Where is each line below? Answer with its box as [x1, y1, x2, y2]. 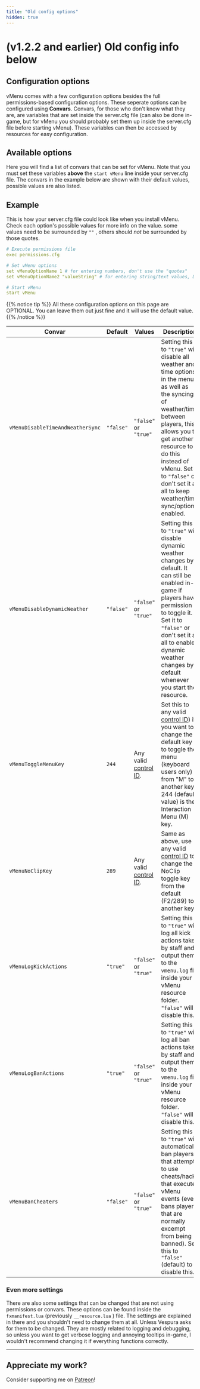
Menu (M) [161, 813, 189, 821]
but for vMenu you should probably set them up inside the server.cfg [23, 118, 192, 125]
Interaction [161, 805, 192, 813]
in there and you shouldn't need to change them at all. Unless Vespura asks [6, 1318, 192, 1326]
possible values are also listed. [6, 183, 82, 190]
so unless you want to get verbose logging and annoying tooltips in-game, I [6, 1331, 192, 1338]
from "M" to [161, 775, 195, 783]
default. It [161, 564, 188, 572]
